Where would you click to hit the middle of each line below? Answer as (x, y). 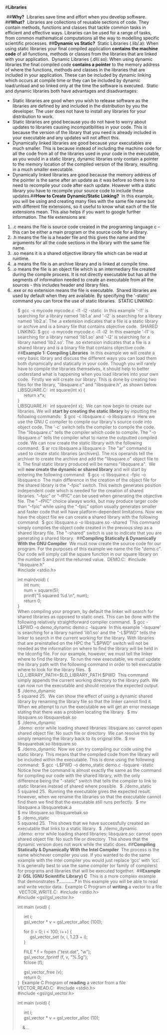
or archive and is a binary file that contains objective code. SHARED (87, 326)
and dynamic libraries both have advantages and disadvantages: (72, 91)
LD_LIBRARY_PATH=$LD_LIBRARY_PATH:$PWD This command (83, 675)
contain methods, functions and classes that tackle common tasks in (76, 27)
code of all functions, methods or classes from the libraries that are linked (81, 54)
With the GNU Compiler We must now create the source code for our (89, 543)
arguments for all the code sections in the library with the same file (81, 243)
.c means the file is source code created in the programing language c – (86, 227)
